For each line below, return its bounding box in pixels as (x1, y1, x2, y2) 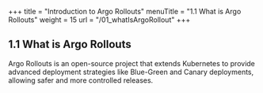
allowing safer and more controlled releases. (8, 75, 154, 85)
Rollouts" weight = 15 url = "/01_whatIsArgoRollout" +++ (8, 15, 191, 24)
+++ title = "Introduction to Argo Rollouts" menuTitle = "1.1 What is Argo (8, 7, 242, 16)
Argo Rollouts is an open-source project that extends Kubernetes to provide (8, 58, 256, 68)
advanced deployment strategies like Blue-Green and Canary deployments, (8, 67, 254, 76)
